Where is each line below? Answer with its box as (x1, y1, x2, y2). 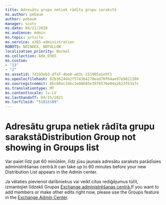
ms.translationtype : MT (5, 85, 55, 91)
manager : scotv (5, 21, 37, 26)
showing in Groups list (5, 142, 99, 153)
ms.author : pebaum (5, 12, 43, 17)
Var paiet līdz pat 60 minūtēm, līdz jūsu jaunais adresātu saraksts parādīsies (5, 158, 162, 164)
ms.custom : (5, 58, 28, 63)
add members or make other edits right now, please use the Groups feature (5, 189, 160, 195)
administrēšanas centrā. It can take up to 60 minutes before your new (5, 164, 147, 170)
